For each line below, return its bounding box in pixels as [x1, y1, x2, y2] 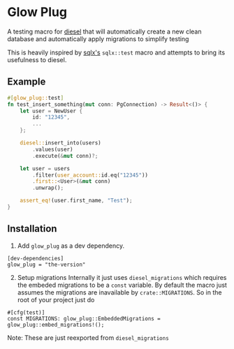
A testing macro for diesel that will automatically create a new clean [7, 27, 202, 36]
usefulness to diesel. [7, 55, 67, 64]
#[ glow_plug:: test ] [7, 94, 64, 101]
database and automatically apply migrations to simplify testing [7, 34, 189, 43]
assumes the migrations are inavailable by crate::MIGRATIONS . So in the [17, 288, 222, 297]
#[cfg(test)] [7, 309, 45, 316]
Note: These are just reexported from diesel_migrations [7, 333, 169, 342]
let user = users [20, 165, 71, 172]
